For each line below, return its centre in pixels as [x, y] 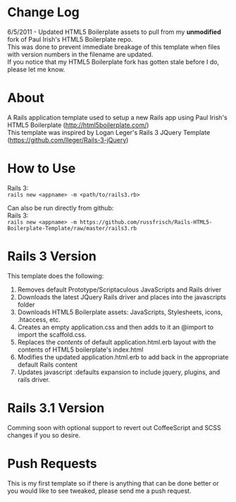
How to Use [42, 168]
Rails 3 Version [52, 256]
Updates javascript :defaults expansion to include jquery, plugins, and [119, 372]
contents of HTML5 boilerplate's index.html [80, 349]
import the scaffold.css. [52, 334]
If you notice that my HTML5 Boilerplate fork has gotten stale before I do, [113, 61]
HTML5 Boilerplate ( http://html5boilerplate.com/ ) [78, 125]
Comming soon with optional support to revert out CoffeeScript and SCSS [114, 427]
